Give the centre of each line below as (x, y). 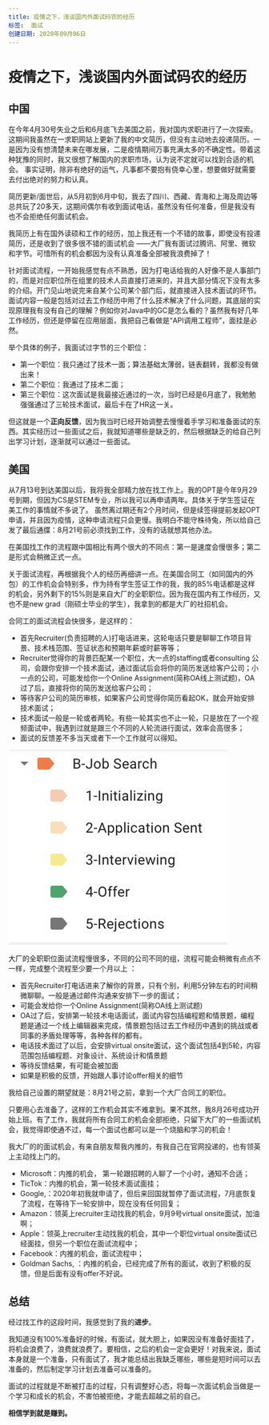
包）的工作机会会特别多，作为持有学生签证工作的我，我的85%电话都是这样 (132, 584)
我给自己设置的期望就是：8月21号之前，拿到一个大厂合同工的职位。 (119, 1093)
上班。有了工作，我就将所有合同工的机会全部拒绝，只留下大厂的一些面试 (134, 1119)
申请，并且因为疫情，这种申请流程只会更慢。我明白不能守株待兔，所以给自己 (134, 520)
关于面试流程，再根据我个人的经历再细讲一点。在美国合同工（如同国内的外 (131, 574)
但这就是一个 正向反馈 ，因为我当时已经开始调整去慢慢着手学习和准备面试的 (131, 422)
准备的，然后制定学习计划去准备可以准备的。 (82, 1369)
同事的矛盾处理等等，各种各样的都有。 (83, 1035)
